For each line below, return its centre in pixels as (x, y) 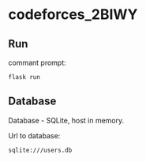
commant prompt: (37, 62)
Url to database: (34, 135)
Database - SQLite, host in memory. (66, 120)
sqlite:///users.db (40, 150)
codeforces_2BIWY (73, 15)
